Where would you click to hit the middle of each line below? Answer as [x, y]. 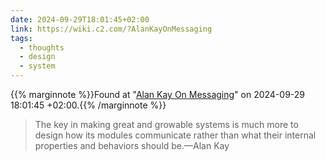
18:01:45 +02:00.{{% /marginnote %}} [88, 105]
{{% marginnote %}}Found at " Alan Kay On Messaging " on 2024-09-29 [158, 94]
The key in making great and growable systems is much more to [166, 124]
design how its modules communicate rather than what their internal [175, 135]
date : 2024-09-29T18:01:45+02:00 [80, 19]
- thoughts [42, 47]
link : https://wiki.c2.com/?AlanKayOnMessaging [111, 29]
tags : [21, 38]
